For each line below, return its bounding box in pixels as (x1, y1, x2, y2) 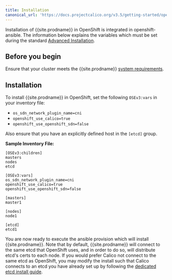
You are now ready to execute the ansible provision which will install (5, 236, 149, 242)
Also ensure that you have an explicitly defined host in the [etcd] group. (5, 130, 158, 137)
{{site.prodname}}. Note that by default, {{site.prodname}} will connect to (5, 241, 160, 248)
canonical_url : (5, 12, 38, 17)
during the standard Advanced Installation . (5, 37, 95, 44)
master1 (5, 200, 22, 206)
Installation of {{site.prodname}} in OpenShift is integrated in (5, 26, 133, 32)
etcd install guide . (5, 269, 43, 275)
